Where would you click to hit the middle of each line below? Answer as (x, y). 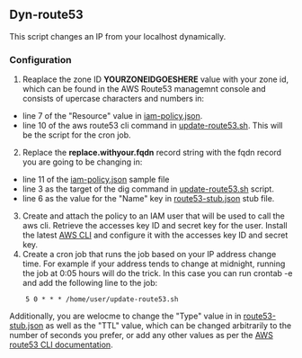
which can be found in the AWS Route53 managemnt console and (144, 89)
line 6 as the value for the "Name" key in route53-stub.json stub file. (148, 199)
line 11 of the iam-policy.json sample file (96, 180)
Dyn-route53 (46, 15)
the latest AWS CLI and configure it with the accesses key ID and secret (155, 235)
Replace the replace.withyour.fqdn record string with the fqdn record (151, 153)
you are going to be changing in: (82, 162)
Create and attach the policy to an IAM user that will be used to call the (154, 216)
